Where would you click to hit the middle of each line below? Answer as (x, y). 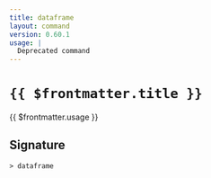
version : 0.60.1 (40, 34)
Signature (37, 145)
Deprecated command (54, 51)
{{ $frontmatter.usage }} (54, 117)
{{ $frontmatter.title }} (106, 94)
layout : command (40, 26)
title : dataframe (42, 18)
